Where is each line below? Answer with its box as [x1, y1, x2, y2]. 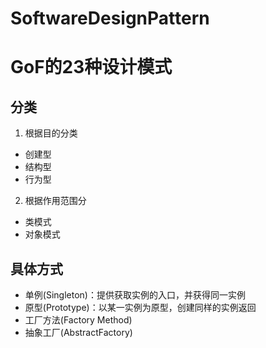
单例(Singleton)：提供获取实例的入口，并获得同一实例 [24, 289, 246, 301]
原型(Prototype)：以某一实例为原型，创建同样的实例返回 [24, 302, 257, 313]
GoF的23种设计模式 [10, 56, 173, 79]
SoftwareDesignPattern [10, 7, 210, 30]
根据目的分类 [24, 127, 78, 139]
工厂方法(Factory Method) [24, 314, 133, 326]
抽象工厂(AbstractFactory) [24, 327, 133, 338]
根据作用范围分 [24, 195, 87, 207]
